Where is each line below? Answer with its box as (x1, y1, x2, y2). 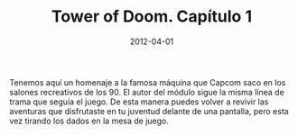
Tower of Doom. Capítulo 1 (51, 6, 253, 27)
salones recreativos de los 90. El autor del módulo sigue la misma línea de (9, 86, 284, 97)
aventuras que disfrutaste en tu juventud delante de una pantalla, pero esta (9, 105, 289, 116)
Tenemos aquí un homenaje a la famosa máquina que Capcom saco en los (9, 76, 286, 87)
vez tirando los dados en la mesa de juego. (9, 115, 170, 126)
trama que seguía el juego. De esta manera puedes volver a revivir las (9, 96, 269, 107)
